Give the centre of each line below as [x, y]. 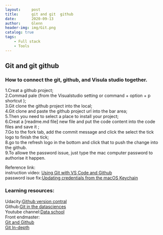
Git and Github [20, 222]
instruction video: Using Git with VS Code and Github [59, 173]
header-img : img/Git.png [30, 28]
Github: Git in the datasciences [36, 207]
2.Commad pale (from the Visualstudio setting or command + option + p [78, 95]
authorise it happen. [25, 158]
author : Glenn [24, 23]
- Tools [22, 46]
